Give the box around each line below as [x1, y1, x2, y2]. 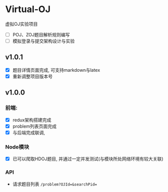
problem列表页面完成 [12, 123, 57, 129]
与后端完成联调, [12, 129, 45, 135]
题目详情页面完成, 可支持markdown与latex [12, 67, 100, 73]
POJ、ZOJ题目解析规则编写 [12, 31, 70, 37]
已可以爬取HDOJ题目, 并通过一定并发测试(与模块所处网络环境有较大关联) [12, 156, 164, 162]
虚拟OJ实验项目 [5, 21, 38, 27]
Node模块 [5, 143, 29, 150]
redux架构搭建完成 [12, 117, 51, 123]
